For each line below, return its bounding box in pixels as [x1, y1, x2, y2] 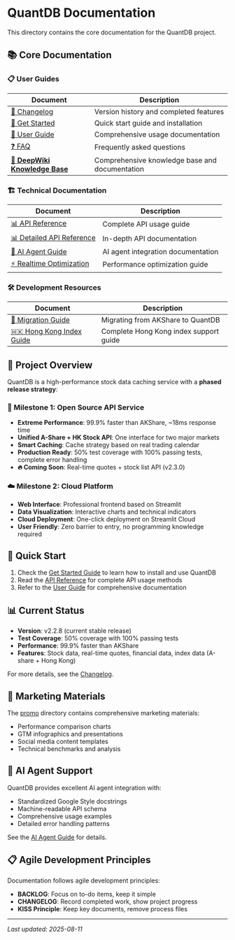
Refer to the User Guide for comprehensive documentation [17, 583, 187, 592]
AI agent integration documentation [102, 246, 219, 256]
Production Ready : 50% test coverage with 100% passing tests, [17, 448, 203, 456]
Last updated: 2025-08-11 [7, 925, 83, 933]
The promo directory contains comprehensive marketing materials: [7, 709, 200, 717]
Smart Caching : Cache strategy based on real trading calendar [17, 441, 200, 449]
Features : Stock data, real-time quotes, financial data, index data [17, 649, 205, 657]
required [17, 530, 43, 538]
